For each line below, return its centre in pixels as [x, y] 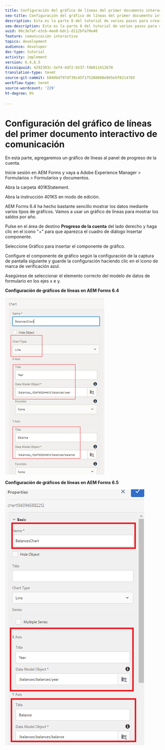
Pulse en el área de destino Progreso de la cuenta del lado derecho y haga [81, 227]
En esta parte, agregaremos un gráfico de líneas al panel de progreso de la [81, 158]
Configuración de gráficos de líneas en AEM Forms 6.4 [62, 290]
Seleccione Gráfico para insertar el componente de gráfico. [65, 246]
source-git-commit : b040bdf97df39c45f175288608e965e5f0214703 [70, 78]
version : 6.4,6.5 [23, 62]
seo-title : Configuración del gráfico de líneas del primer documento [79, 15]
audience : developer [26, 47]
